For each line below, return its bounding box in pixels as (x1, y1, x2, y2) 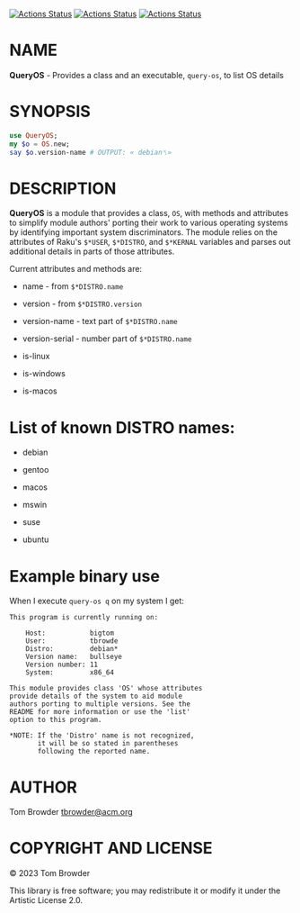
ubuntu (22, 534, 49, 545)
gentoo (22, 465, 49, 475)
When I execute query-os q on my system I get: (9, 595, 184, 607)
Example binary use (9, 565, 160, 586)
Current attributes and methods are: (9, 264, 142, 275)
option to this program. (9, 716, 102, 725)
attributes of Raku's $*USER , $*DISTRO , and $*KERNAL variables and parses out (9, 237, 291, 248)
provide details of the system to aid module (9, 692, 182, 701)
